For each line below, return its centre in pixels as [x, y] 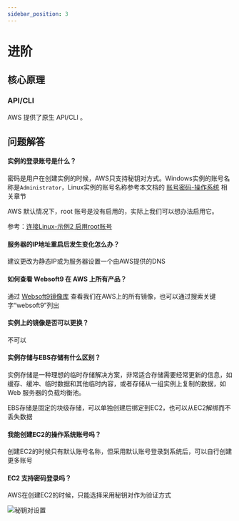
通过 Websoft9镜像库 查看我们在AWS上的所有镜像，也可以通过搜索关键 [112, 296]
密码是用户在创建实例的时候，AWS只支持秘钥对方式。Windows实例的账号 [116, 178]
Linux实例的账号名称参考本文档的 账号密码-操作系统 [143, 187]
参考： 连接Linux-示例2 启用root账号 [60, 227]
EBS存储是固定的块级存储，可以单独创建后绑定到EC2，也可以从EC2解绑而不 [119, 408]
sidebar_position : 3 [38, 14]
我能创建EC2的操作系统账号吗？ [54, 434]
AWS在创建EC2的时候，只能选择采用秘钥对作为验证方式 [89, 495]
